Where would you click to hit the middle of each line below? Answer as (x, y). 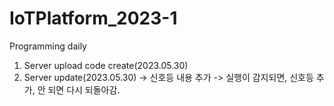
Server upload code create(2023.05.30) (106, 65)
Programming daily (48, 46)
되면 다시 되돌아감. (84, 89)
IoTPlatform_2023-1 (93, 18)
